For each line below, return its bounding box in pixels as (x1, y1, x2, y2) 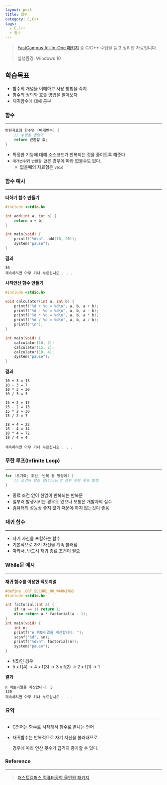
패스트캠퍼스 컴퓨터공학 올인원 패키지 (17, 775, 89, 781)
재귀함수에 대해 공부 (12, 98, 51, 104)
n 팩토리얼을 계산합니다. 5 (5, 685, 53, 690)
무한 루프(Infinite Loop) (5, 457, 60, 464)
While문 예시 (5, 562, 35, 569)
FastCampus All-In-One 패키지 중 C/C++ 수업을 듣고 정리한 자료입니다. (17, 45, 158, 50)
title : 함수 (5, 12, 28, 17)
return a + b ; (14, 218, 43, 223)
